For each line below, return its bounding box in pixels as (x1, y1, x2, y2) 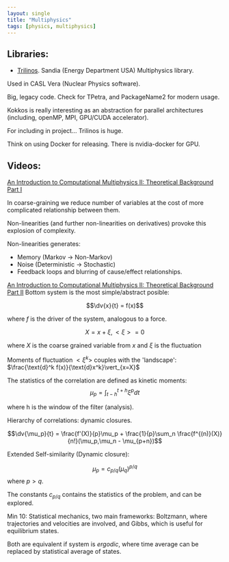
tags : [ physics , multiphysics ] (7, 23, 96, 29)
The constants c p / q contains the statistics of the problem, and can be (7, 490, 202, 500)
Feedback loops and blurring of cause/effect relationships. (16, 268, 183, 276)
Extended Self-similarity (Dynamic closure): (7, 450, 130, 459)
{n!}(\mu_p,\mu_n (67, 437, 117, 445)
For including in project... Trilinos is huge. (7, 127, 124, 135)
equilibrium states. (7, 527, 59, 535)
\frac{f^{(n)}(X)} (177, 430, 223, 438)
